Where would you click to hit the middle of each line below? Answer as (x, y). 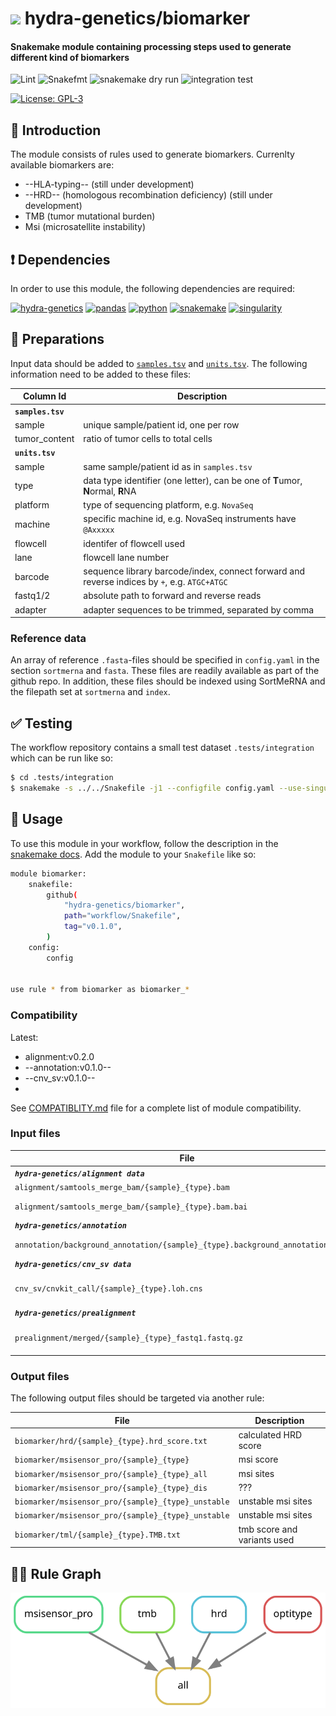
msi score (258, 1459)
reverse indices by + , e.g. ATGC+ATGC (155, 582)
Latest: (24, 1037)
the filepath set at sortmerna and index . (90, 692)
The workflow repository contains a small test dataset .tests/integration (162, 748)
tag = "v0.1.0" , (93, 927)
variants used (266, 1539)
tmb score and (268, 1529)
